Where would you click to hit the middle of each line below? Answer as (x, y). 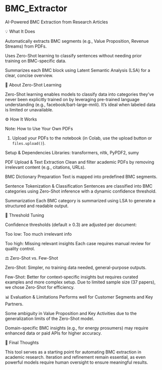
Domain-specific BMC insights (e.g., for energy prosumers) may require (77, 328)
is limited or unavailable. (29, 109)
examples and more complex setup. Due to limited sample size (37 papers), (81, 282)
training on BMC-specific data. (36, 61)
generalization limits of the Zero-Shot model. (50, 318)
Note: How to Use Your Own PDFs (39, 128)
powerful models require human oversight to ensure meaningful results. (77, 362)
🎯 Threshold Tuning (25, 215)
